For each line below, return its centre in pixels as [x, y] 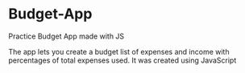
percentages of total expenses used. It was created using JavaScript [122, 60]
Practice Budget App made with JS [66, 36]
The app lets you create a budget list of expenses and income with [119, 51]
